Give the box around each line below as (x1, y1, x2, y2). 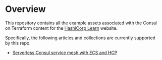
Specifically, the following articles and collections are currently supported (5, 35, 156, 41)
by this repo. (5, 40, 31, 46)
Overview (5, 3, 46, 15)
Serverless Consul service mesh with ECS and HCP (12, 50, 117, 56)
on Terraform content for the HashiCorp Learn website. (5, 25, 118, 31)
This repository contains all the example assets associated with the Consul (5, 20, 158, 26)
